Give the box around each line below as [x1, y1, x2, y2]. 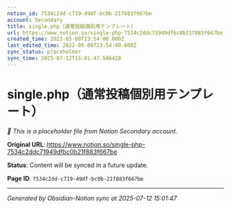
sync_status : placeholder [7, 49, 81, 56]
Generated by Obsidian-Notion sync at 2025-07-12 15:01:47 [7, 194, 177, 202]
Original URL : [7, 140, 46, 148]
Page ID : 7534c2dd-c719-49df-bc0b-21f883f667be [7, 174, 144, 182]
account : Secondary [7, 16, 63, 23]
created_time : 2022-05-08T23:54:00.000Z [7, 36, 125, 43]
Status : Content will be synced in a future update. [7, 161, 148, 169]
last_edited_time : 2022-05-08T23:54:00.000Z [7, 42, 137, 49]
